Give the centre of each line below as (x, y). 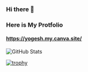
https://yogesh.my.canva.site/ (44, 39)
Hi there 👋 (20, 9)
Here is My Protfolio (34, 24)
